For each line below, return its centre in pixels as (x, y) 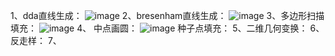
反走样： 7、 (36, 40)
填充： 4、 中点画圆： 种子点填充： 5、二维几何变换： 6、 (167, 28)
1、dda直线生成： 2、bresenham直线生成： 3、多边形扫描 (167, 15)
